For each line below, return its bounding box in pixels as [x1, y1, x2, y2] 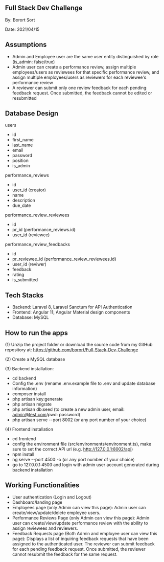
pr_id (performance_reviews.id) [12, 227, 76, 233]
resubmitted [12, 95, 37, 101]
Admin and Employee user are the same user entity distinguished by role [12, 53, 159, 59]
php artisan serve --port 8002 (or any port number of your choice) [12, 417, 147, 423]
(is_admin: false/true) [12, 59, 55, 65]
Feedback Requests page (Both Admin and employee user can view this [12, 530, 158, 536]
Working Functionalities [5, 481, 80, 490]
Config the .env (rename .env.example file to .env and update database [12, 381, 156, 386]
